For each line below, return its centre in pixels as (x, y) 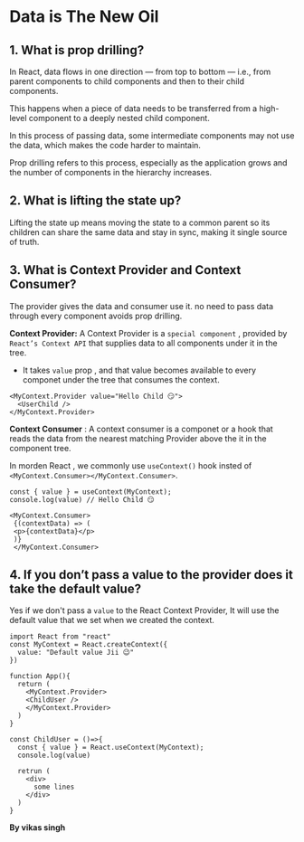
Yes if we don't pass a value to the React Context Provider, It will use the (144, 610)
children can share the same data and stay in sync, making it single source (148, 232)
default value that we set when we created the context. (112, 620)
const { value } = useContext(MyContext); (90, 492)
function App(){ (40, 676)
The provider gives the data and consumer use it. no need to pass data (142, 306)
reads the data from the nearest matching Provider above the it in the (138, 438)
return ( (34, 685)
